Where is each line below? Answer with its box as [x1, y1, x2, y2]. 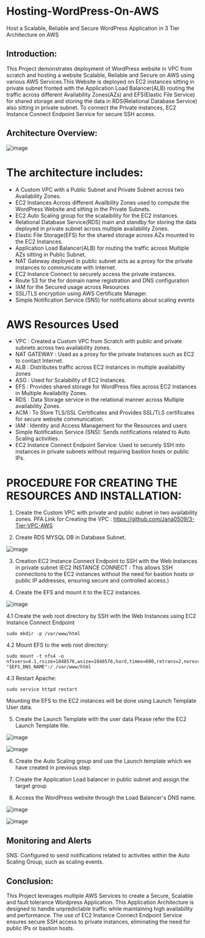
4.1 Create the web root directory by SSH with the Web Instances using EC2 [6, 613, 196, 620]
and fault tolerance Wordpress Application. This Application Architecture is [6, 899, 194, 906]
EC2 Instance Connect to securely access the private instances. [15, 270, 176, 277]
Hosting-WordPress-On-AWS [6, 4, 159, 18]
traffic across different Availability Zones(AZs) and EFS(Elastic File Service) [6, 90, 195, 98]
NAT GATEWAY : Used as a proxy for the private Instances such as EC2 [15, 351, 195, 358]
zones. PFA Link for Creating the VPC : [15, 515, 112, 523]
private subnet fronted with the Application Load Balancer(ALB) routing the [6, 84, 195, 92]
